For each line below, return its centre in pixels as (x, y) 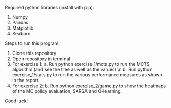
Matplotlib (23, 28)
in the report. (26, 80)
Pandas (20, 23)
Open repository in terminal (41, 59)
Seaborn (21, 33)
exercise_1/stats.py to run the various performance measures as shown (87, 75)
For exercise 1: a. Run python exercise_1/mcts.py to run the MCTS (81, 64)
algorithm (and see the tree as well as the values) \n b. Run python (82, 69)
